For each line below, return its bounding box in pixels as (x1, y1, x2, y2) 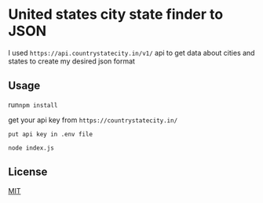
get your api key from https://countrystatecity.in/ (8, 115, 178, 125)
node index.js (8, 143, 55, 152)
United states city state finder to (8, 5, 224, 24)
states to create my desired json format (8, 56, 136, 66)
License (8, 165, 48, 179)
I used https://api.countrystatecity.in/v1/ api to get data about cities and (8, 48, 255, 57)
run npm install (8, 100, 58, 109)
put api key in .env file (8, 130, 93, 138)
